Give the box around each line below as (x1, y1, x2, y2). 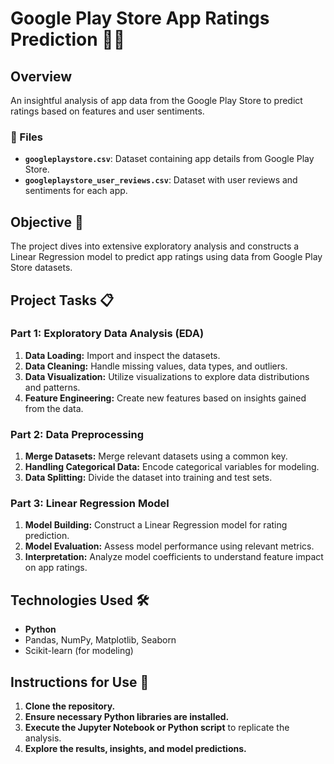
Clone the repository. (24, 700, 116, 712)
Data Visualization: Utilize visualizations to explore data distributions (24, 370, 310, 382)
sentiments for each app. (24, 185, 128, 197)
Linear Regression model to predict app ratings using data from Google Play (10, 251, 323, 263)
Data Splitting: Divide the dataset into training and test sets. (24, 472, 273, 484)
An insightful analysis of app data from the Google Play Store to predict (10, 95, 303, 106)
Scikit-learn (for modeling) (24, 645, 134, 657)
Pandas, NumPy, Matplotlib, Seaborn (24, 634, 177, 646)
